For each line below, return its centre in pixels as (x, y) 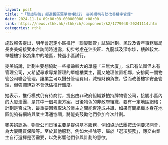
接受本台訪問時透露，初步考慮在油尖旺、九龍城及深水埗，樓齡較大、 (92, 49)
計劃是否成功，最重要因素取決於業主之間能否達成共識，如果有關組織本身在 (82, 108)
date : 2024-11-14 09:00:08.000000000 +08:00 (52, 19)
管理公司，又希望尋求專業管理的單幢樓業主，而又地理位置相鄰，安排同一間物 (84, 72)
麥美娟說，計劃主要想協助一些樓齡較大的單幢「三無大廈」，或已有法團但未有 (83, 66)
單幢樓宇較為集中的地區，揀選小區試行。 (47, 56)
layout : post (19, 10)
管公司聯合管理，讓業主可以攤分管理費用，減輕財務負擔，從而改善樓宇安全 (82, 79)
